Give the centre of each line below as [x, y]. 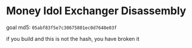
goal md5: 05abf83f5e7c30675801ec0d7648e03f [62, 27]
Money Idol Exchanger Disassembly [96, 11]
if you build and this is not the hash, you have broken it [73, 39]
